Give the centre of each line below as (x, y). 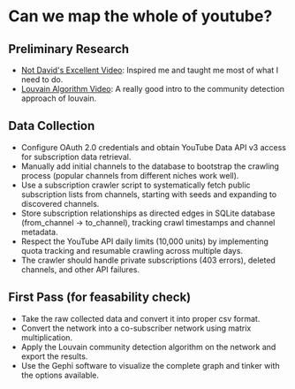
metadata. (39, 232)
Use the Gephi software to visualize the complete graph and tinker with (150, 365)
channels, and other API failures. (80, 269)
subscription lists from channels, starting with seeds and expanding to (149, 194)
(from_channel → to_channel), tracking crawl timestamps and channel (148, 222)
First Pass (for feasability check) (100, 297)
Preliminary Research (69, 49)
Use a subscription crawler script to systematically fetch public (136, 185)
